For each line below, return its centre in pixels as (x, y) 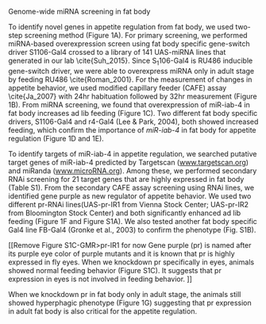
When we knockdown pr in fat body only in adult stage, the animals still (125, 294)
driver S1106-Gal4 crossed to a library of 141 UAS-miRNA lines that (117, 52)
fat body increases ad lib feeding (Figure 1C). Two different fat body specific (133, 113)
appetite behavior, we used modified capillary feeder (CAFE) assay (118, 87)
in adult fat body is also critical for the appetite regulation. (102, 311)
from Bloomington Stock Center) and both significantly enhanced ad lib (125, 213)
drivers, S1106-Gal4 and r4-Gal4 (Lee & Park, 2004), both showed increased (133, 121)
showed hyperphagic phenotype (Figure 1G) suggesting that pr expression (130, 303)
